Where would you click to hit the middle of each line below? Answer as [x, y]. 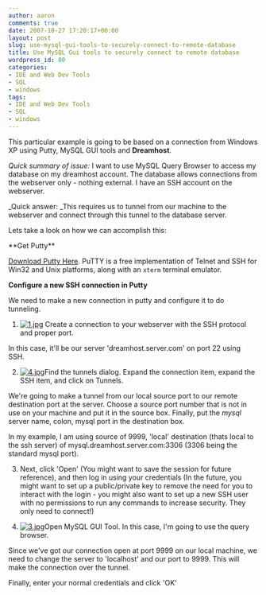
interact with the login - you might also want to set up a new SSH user [134, 494]
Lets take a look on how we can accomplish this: [87, 230]
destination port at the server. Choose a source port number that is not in [128, 404]
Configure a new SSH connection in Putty [78, 285]
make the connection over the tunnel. [69, 567]
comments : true [33, 23]
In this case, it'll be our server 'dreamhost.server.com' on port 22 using [124, 348]
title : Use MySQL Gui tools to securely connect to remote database [124, 52]
